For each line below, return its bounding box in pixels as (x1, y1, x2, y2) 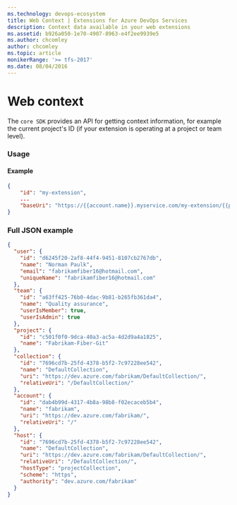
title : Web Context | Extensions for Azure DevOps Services (7, 17, 188, 24)
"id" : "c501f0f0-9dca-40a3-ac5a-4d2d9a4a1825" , (20, 333, 162, 340)
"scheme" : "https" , (20, 471, 78, 478)
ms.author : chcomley (7, 37, 68, 44)
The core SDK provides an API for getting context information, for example (7, 117, 222, 125)
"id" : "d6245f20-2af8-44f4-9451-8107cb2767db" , (20, 255, 162, 262)
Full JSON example (7, 225, 73, 235)
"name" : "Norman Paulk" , (20, 261, 93, 268)
